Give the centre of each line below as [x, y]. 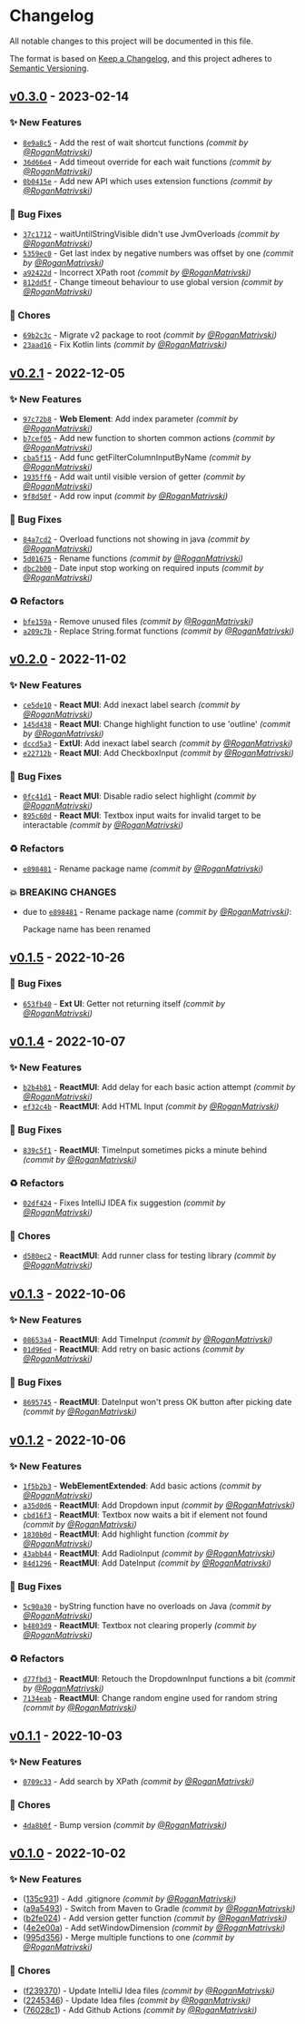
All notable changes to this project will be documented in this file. [132, 41]
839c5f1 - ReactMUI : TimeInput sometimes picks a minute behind [145, 1150]
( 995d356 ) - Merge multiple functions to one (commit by [128, 1938]
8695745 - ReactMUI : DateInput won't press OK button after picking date [157, 1402]
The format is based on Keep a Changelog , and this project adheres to [141, 58]
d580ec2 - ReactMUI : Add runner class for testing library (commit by [149, 1256]
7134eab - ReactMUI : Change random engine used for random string [150, 1697]
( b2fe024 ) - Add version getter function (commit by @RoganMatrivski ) [155, 1918]
